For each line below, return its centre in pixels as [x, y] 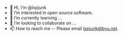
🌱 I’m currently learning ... [36, 18]
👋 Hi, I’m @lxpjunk [28, 8]
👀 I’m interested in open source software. [51, 13]
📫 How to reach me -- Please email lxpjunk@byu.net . [64, 28]
